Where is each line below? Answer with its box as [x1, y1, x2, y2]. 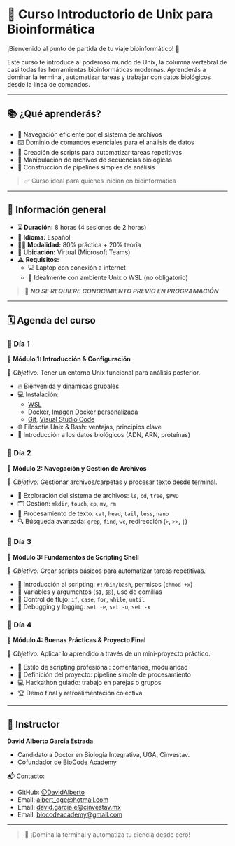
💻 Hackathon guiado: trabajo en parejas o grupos [17, 679, 162, 687]
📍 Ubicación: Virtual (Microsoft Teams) [17, 248, 131, 256]
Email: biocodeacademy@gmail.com [17, 810, 122, 819]
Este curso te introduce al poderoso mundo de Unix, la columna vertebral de [7, 57, 227, 66]
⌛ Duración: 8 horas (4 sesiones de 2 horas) [17, 223, 147, 231]
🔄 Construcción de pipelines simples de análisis [17, 162, 155, 171]
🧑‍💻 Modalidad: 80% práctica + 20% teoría [17, 240, 141, 249]
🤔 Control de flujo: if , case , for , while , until [17, 595, 145, 603]
